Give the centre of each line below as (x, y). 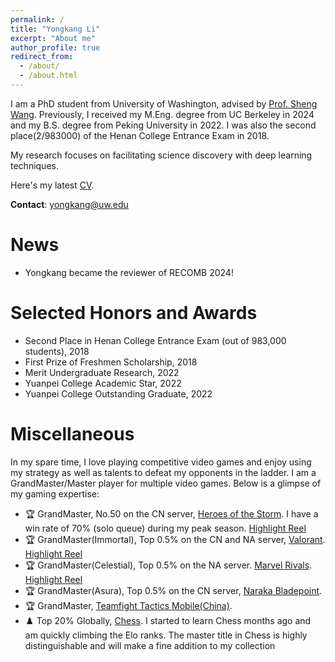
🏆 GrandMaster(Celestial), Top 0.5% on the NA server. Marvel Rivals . (168, 565)
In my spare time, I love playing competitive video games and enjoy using (161, 462)
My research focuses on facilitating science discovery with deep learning (161, 155)
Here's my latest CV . (52, 185)
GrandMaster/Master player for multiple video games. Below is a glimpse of (166, 483)
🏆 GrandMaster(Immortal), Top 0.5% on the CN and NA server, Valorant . (175, 539)
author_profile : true (55, 47)
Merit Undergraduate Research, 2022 (102, 372)
